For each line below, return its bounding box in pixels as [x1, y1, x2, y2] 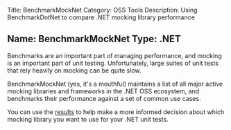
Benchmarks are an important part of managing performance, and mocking [7, 51, 222, 59]
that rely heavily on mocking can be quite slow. [7, 66, 142, 75]
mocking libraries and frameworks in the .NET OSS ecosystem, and [7, 86, 200, 95]
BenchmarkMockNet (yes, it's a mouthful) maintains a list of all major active [7, 80, 223, 88]
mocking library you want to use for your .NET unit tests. [7, 115, 169, 123]
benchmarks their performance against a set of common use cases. [7, 94, 201, 102]
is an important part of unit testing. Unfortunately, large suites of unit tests [7, 59, 219, 67]
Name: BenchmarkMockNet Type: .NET [7, 33, 182, 45]
